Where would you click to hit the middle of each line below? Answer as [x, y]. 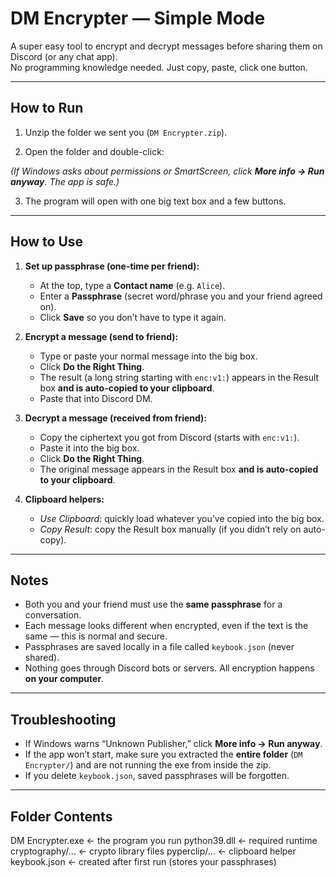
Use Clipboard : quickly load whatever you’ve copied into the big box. [182, 518]
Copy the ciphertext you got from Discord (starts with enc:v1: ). [169, 437]
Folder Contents [61, 816]
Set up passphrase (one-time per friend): [112, 266]
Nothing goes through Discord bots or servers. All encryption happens [169, 668]
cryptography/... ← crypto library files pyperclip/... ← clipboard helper [153, 851]
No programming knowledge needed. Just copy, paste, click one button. [159, 67]
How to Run [47, 108]
